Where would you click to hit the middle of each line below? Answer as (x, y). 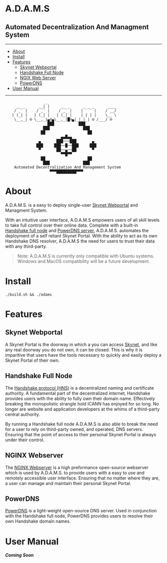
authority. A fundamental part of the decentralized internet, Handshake (78, 393)
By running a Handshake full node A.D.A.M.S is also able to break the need (82, 424)
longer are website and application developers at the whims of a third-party (83, 409)
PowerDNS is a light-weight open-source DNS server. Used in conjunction (81, 511)
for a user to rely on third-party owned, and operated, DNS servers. (74, 429)
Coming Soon (19, 555)
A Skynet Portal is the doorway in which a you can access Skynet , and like (81, 344)
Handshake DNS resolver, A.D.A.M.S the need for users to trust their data (80, 241)
